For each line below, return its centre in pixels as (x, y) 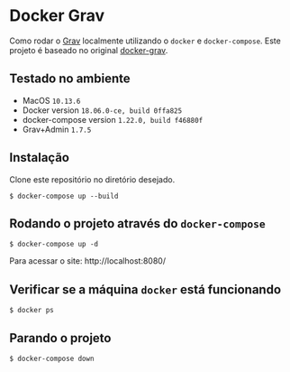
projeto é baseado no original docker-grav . (89, 50)
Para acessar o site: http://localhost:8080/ (88, 261)
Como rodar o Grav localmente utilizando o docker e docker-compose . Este (145, 41)
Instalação (40, 158)
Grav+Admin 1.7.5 (57, 129)
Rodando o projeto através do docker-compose (137, 223)
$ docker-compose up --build (64, 196)
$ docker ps (32, 311)
